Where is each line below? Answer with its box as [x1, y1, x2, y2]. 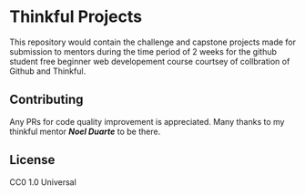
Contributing [9, 92, 84, 108]
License [9, 152, 56, 168]
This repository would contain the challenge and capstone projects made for [9, 36, 297, 47]
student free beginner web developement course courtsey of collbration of [9, 56, 290, 67]
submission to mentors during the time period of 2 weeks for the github [9, 46, 278, 56]
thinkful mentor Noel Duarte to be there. [9, 126, 161, 137]
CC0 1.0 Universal [9, 176, 77, 188]
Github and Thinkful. [9, 66, 86, 77]
